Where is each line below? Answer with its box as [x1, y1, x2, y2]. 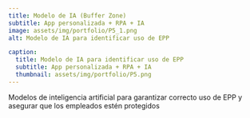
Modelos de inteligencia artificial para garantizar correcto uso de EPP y [8, 92, 243, 102]
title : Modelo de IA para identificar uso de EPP [15, 56, 184, 64]
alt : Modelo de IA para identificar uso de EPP [8, 33, 170, 42]
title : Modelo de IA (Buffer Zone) [8, 11, 127, 20]
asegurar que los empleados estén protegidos [8, 100, 160, 110]
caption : [8, 49, 38, 57]
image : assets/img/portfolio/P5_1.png [8, 26, 137, 34]
